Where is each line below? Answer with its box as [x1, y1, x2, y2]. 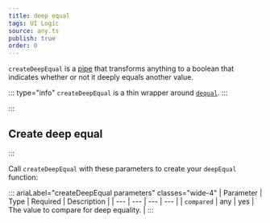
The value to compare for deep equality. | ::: [8, 204, 155, 214]
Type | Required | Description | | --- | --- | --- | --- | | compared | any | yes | [8, 196, 255, 206]
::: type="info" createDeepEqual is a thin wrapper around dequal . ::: [8, 88, 228, 97]
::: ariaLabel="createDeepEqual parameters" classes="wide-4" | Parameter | [8, 188, 263, 197]
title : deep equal [8, 11, 70, 20]
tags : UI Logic [8, 19, 60, 27]
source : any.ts [8, 27, 60, 35]
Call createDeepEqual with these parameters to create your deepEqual [8, 163, 237, 173]
